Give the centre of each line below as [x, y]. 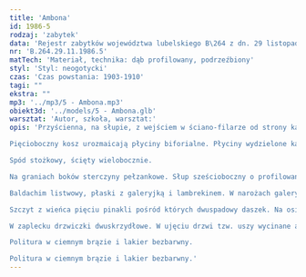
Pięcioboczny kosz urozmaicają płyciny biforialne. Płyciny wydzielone [148, 144]
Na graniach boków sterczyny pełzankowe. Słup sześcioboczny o [132, 177]
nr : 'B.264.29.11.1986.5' [58, 52]
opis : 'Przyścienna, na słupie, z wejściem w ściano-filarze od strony [148, 128]
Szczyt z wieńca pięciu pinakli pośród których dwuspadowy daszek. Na [146, 210]
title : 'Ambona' [40, 18]
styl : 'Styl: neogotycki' [58, 69]
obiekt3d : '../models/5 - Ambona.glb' [83, 111]
